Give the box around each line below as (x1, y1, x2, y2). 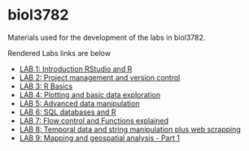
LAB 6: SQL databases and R (19, 107, 116, 117)
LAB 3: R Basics (19, 81, 73, 91)
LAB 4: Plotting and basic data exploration (19, 89, 160, 99)
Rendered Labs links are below (7, 48, 111, 58)
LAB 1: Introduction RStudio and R (19, 63, 133, 74)
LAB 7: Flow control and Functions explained (19, 115, 168, 125)
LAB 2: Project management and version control (19, 72, 181, 82)
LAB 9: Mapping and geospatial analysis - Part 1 (19, 132, 181, 143)
